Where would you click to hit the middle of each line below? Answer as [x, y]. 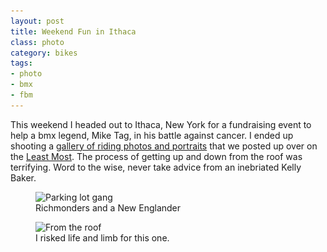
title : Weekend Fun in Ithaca [73, 31]
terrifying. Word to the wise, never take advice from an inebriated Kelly [156, 167]
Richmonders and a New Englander [108, 207]
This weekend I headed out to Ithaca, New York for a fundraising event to [161, 124]
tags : [21, 63]
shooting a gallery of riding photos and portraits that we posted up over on [164, 146]
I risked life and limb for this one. [102, 237]
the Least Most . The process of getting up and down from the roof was [156, 156]
